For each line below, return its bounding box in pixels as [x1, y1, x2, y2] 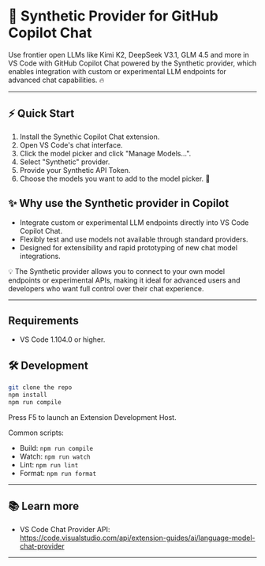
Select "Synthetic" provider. [19, 157, 110, 167]
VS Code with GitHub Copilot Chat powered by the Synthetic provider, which [8, 58, 257, 68]
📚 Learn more [8, 500, 80, 513]
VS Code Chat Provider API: [19, 524, 110, 534]
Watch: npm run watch [19, 452, 91, 461]
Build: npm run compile [19, 443, 93, 452]
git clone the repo [8, 384, 73, 392]
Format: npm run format [19, 468, 97, 478]
